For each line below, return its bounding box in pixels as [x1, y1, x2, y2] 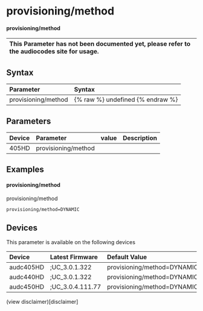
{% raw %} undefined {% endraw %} [74, 95, 178, 104]
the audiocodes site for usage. [9, 47, 99, 55]
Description [123, 134, 157, 142]
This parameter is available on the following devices [6, 239, 136, 246]
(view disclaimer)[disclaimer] [6, 298, 79, 306]
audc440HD [9, 273, 44, 281]
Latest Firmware [50, 253, 98, 262]
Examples [6, 165, 44, 175]
